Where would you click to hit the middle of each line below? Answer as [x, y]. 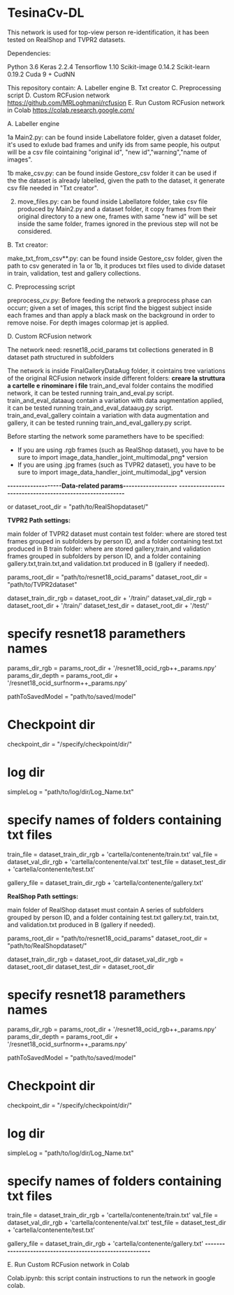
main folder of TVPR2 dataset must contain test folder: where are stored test [117, 534]
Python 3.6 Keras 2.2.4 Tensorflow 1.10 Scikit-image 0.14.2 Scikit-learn [109, 66]
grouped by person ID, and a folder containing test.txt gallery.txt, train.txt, [113, 917]
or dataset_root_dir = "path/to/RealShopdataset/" [78, 507]
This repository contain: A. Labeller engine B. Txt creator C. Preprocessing [114, 87]
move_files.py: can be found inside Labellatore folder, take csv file [112, 201]
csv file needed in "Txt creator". [53, 187]
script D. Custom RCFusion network [59, 95]
